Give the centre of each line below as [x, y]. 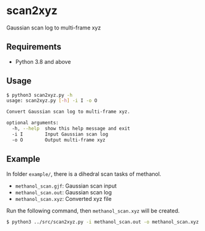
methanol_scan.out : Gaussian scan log [64, 192]
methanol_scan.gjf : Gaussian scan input [66, 186]
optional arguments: [33, 123]
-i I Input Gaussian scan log [60, 134]
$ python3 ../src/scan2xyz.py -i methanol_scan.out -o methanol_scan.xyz [103, 222]
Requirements [34, 47]
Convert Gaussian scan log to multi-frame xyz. [68, 112]
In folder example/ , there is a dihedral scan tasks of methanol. [84, 174]
